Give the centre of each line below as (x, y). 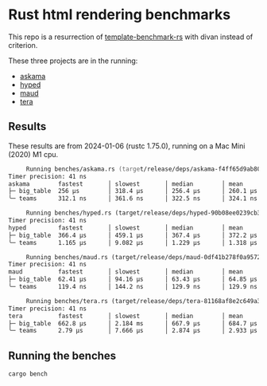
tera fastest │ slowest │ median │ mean (126, 316)
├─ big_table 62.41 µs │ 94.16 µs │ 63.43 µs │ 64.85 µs (133, 280)
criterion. (23, 45)
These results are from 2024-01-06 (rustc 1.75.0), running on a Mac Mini (127, 146)
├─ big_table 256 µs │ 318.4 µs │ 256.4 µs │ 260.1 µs (133, 191)
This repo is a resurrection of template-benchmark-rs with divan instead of (131, 37)
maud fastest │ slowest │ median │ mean (126, 272)
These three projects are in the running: (73, 61)
